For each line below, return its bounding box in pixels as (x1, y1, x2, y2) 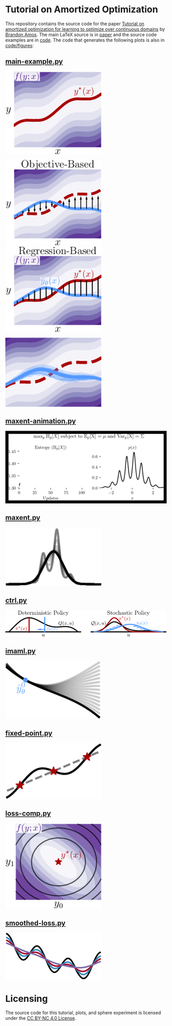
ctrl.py (5, 596, 27, 605)
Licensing (5, 993, 48, 1004)
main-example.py (5, 57, 63, 66)
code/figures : (5, 42, 34, 48)
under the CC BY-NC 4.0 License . (5, 1015, 76, 1021)
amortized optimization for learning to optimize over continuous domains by (5, 26, 165, 32)
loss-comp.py (5, 809, 51, 818)
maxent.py (5, 513, 40, 522)
